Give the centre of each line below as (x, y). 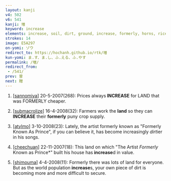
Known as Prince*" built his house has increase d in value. (74, 152)
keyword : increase (25, 29)
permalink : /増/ (22, 62)
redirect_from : (21, 67)
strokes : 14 (18, 39)
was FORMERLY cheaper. (39, 101)
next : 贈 (14, 81)
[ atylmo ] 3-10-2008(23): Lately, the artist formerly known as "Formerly (87, 126)
